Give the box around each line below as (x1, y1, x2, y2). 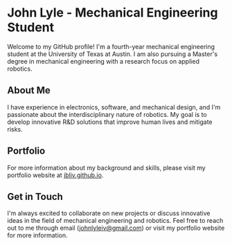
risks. (7, 125, 23, 133)
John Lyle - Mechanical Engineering (7, 5, 218, 21)
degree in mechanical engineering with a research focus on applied (7, 57, 199, 65)
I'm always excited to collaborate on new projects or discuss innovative (7, 209, 211, 217)
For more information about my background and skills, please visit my (7, 163, 206, 172)
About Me (7, 84, 51, 96)
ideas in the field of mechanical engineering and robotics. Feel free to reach (7, 217, 224, 225)
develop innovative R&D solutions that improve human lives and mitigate (7, 118, 213, 126)
